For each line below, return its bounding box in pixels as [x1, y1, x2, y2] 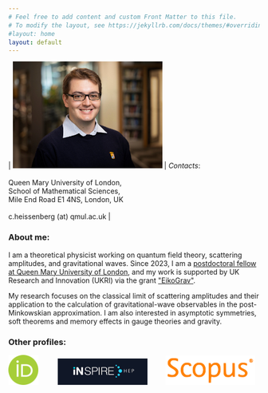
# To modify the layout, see [8, 21, 105, 30]
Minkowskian [8, 308, 52, 317]
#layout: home [8, 30, 56, 38]
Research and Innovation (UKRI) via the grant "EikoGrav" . [8, 276, 196, 285]
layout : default [8, 38, 62, 46]
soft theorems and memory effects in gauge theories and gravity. [8, 316, 222, 326]
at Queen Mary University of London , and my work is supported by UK [8, 267, 240, 276]
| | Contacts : [8, 161, 201, 171]
